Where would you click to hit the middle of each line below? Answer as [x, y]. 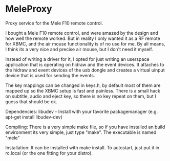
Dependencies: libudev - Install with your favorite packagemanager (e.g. [82, 111]
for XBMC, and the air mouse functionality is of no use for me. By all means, [85, 43]
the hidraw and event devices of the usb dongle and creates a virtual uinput [85, 70]
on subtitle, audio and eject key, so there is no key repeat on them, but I [81, 96]
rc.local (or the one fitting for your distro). [49, 153]
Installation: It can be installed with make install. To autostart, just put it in [82, 147]
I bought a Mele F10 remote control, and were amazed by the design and [82, 33]
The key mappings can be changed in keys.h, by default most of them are [83, 85]
